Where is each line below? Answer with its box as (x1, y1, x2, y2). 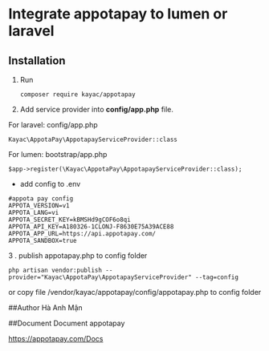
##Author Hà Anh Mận (8, 303, 83, 313)
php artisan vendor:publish (8, 266, 103, 274)
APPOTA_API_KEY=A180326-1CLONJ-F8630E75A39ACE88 (8, 223, 174, 231)
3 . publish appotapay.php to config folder (8, 251, 148, 260)
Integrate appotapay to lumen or (8, 5, 228, 23)
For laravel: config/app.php (8, 120, 98, 129)
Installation (8, 54, 66, 67)
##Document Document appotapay (8, 318, 125, 328)
